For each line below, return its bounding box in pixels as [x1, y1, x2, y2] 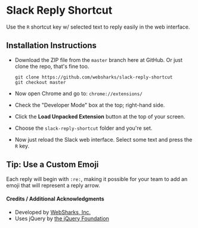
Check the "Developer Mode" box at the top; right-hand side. [14, 101, 165, 108]
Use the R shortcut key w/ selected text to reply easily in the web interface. [6, 23, 190, 30]
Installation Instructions [6, 40, 97, 51]
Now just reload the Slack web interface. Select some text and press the [14, 136, 193, 143]
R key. [14, 142, 30, 149]
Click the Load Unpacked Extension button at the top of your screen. [14, 113, 185, 120]
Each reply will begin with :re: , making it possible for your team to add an [6, 175, 188, 182]
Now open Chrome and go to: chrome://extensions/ [14, 90, 143, 97]
